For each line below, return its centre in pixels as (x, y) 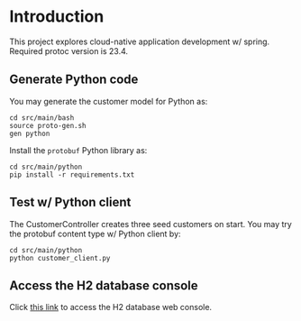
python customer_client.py (60, 258)
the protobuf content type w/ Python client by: (96, 234)
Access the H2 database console (104, 285)
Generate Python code (74, 80)
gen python (30, 133)
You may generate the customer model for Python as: (109, 101)
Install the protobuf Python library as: (78, 150)
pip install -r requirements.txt (72, 174)
